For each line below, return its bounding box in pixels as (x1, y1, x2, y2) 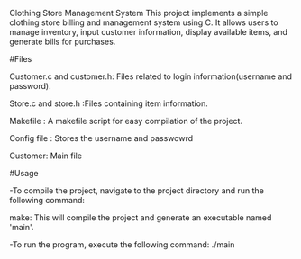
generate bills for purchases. (9, 36, 116, 47)
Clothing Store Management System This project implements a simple (9, 8, 269, 18)
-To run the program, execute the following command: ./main (9, 239, 235, 250)
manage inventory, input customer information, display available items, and (9, 27, 288, 37)
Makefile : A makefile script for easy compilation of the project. (9, 116, 243, 126)
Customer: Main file (9, 150, 83, 161)
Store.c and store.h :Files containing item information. (9, 98, 209, 109)
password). (9, 81, 51, 91)
